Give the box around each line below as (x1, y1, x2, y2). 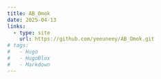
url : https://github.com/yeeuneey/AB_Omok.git (19, 36, 155, 43)
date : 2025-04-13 (7, 16, 57, 23)
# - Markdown (7, 61, 51, 68)
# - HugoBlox (7, 55, 51, 62)
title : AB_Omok (7, 10, 51, 17)
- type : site (13, 29, 51, 36)
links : (7, 23, 26, 30)
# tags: (7, 42, 29, 49)
